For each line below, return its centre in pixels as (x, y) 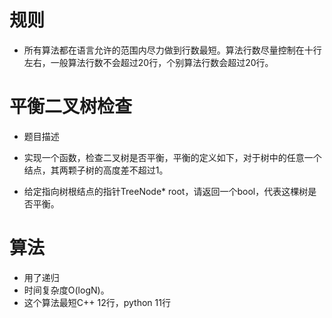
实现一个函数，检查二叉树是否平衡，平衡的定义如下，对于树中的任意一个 (172, 157)
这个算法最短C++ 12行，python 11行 (97, 302)
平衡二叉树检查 (71, 107)
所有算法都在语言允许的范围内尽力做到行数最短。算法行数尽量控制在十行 (172, 50)
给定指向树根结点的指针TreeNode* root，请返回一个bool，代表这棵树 (166, 191)
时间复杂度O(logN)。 (66, 290)
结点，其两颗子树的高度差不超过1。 (96, 170)
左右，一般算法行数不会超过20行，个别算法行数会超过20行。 (148, 62)
